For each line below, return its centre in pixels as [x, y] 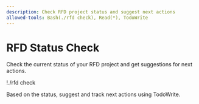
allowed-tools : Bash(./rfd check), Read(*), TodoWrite [77, 18]
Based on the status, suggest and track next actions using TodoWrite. [93, 94]
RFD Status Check [53, 48]
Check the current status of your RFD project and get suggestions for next [100, 64]
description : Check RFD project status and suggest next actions [91, 12]
